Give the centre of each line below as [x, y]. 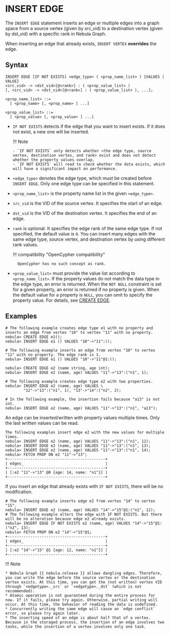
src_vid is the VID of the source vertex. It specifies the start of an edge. [88, 203]
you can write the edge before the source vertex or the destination [80, 578]
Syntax [17, 65]
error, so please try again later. [43, 613]
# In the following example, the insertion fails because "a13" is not [82, 399]
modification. [19, 492]
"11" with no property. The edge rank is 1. [53, 355]
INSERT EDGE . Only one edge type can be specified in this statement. [83, 183]
